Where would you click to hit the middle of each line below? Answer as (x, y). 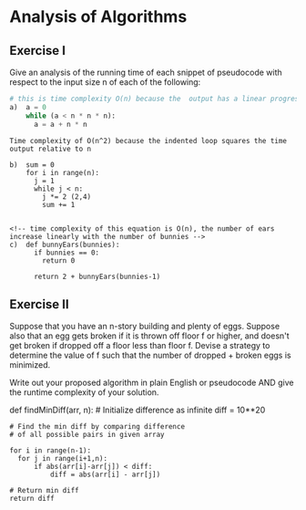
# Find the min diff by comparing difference (97, 427)
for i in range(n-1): (51, 451)
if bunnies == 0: (66, 253)
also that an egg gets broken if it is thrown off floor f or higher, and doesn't (149, 336)
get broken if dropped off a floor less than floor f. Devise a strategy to (140, 346)
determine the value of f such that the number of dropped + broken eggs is (150, 355)
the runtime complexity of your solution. (84, 392)
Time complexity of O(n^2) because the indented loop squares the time (148, 141)
